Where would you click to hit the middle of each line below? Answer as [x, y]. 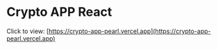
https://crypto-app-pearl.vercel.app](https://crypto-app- [130, 31]
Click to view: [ [28, 31]
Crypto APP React [59, 12]
